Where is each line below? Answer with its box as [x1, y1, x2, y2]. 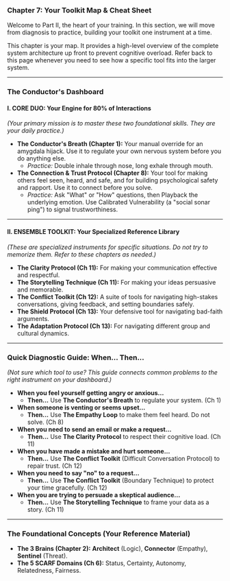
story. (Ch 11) [27, 505, 64, 513]
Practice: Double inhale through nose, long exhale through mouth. [27, 162, 214, 170]
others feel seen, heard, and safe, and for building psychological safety [16, 176, 218, 185]
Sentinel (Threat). [16, 552, 68, 560]
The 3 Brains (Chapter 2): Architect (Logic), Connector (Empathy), [16, 545, 208, 553]
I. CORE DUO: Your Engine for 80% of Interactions [7, 104, 152, 112]
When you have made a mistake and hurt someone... [16, 447, 170, 455]
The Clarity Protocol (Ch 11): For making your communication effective [16, 263, 218, 272]
